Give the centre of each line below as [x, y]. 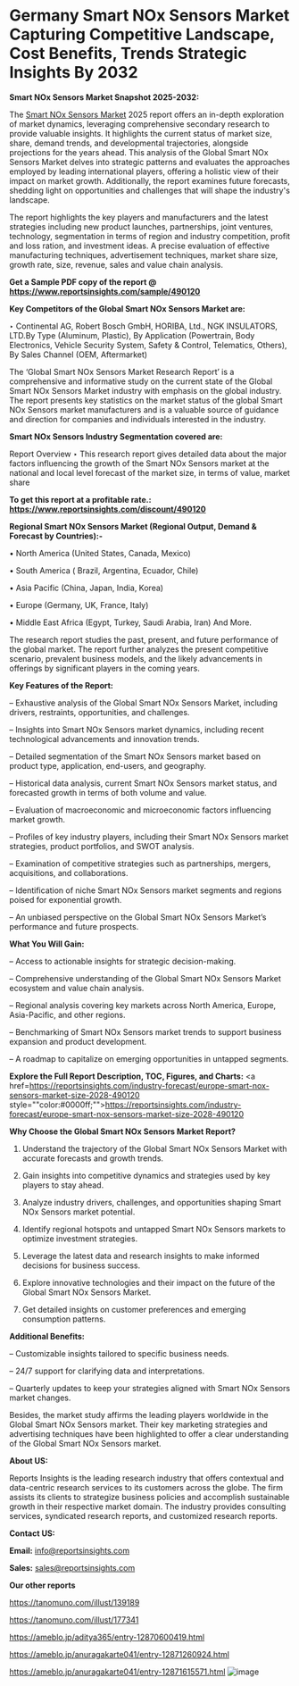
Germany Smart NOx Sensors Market [149, 16]
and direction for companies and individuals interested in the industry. [137, 419]
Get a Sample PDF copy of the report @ [83, 281]
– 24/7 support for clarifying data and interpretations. [107, 1371]
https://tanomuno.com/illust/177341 [74, 1619]
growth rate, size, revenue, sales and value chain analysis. [116, 264]
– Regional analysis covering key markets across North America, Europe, [143, 1005]
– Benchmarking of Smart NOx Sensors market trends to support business [145, 1031]
